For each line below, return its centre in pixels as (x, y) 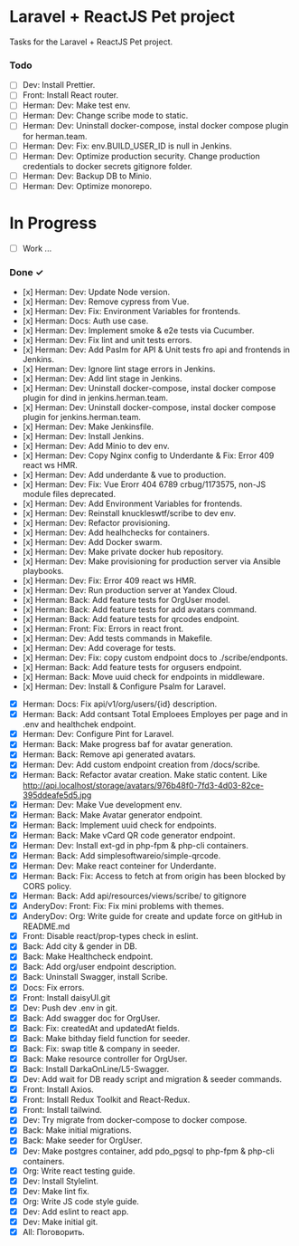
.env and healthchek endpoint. (79, 724)
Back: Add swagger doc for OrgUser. (91, 1018)
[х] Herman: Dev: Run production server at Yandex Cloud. (130, 590)
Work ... (37, 248)
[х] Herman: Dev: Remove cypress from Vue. (106, 302)
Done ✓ (27, 272)
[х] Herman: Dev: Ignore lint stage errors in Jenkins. (119, 369)
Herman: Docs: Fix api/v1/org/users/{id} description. (120, 704)
